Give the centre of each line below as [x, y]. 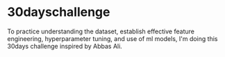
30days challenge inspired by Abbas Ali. [65, 46]
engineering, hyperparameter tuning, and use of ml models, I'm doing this [112, 38]
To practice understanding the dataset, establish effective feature [101, 31]
